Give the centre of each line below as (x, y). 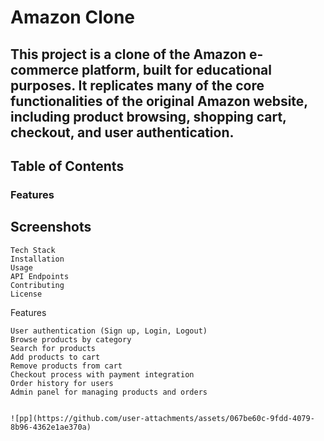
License (26, 294)
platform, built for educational (176, 69)
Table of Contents (67, 166)
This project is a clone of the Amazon (128, 54)
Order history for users (62, 383)
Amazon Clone (73, 17)
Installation (37, 259)
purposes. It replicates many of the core (137, 85)
